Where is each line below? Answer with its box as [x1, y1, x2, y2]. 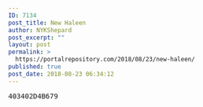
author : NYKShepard [8, 26, 72, 34]
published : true [8, 63, 61, 71]
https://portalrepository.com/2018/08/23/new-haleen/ [15, 56, 195, 64]
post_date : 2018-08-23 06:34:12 [8, 70, 114, 78]
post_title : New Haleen [8, 19, 87, 27]
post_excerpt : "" [8, 33, 65, 42]
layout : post [8, 41, 51, 49]
